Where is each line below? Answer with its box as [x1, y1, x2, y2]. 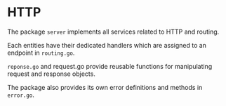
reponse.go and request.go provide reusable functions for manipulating [7, 62, 213, 70]
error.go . [7, 91, 35, 99]
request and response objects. [7, 69, 96, 78]
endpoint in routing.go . [7, 48, 75, 57]
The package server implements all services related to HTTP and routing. [7, 27, 220, 36]
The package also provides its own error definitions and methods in [7, 83, 203, 91]
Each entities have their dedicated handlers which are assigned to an [7, 41, 207, 49]
